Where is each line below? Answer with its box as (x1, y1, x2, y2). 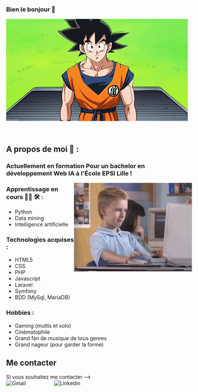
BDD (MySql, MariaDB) (14, 294, 71, 301)
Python (14, 208, 32, 215)
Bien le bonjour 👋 (6, 5, 56, 14)
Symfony (14, 288, 37, 295)
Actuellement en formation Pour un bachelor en (6, 162, 146, 170)
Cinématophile (14, 328, 50, 335)
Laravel (14, 281, 33, 288)
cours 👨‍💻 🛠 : (6, 193, 44, 201)
